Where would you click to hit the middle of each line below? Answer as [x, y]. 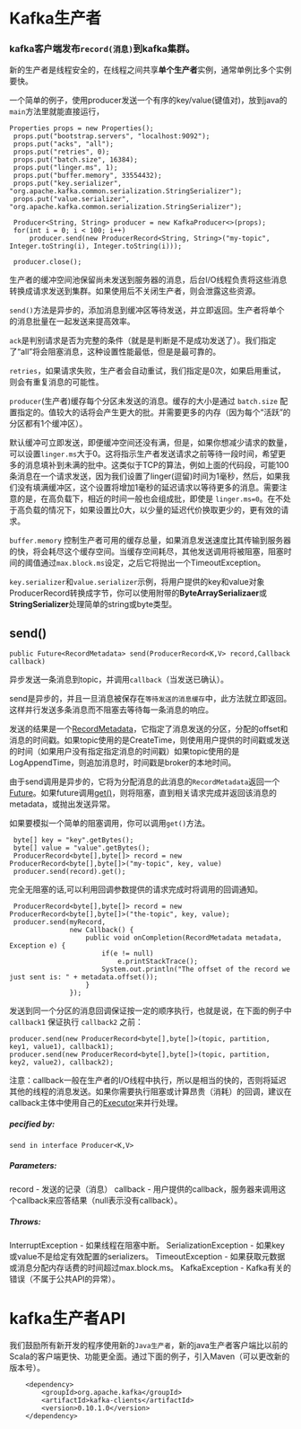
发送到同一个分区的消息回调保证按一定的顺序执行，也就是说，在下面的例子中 [150, 1010]
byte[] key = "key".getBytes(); [73, 841]
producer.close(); [47, 262]
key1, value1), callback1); [62, 1047]
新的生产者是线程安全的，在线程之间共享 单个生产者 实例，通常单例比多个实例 [150, 70]
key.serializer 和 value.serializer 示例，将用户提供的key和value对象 [137, 582]
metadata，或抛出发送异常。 [62, 804]
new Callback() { [102, 931]
